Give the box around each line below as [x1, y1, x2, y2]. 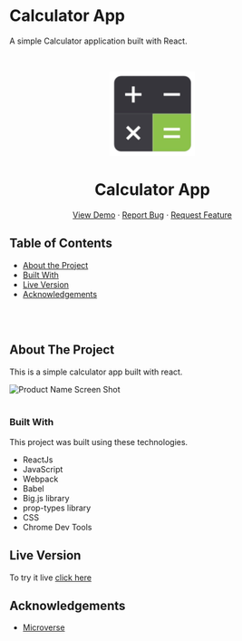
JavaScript [22, 463, 63, 474]
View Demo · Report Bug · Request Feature [72, 209, 233, 220]
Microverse [22, 622, 65, 633]
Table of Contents [9, 236, 113, 251]
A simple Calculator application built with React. [9, 35, 188, 46]
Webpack [22, 473, 59, 484]
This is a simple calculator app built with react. [9, 366, 183, 377]
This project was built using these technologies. [9, 436, 189, 447]
